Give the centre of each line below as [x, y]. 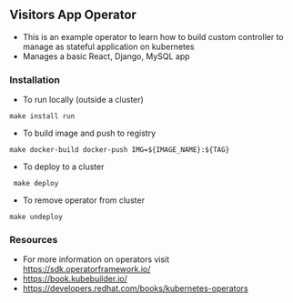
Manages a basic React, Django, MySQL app [106, 56]
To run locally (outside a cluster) [83, 100]
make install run [42, 116]
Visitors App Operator [73, 15]
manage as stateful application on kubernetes [108, 46]
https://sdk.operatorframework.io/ [86, 269]
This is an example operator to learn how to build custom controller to [153, 36]
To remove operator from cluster [84, 200]
